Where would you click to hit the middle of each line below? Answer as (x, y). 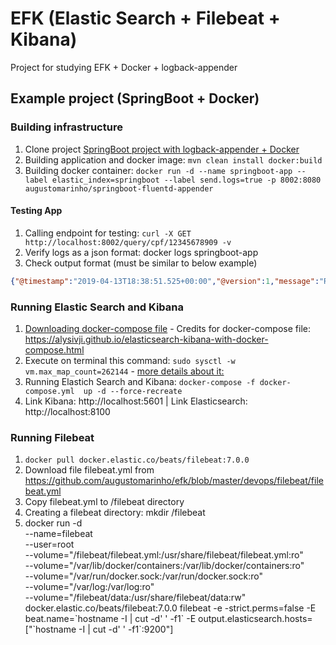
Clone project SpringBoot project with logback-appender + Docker (162, 149)
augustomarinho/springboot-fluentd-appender (119, 188)
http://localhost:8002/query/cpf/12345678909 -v (128, 242)
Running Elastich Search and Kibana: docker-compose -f (140, 381)
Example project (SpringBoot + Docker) (135, 98)
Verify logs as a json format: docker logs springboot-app (141, 252)
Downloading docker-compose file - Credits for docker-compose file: (167, 328)
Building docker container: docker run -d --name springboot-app (158, 170)
